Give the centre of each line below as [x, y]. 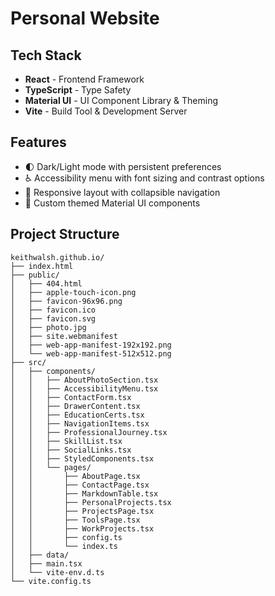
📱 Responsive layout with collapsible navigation [122, 192]
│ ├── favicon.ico [53, 310]
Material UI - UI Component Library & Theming [121, 100]
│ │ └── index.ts [64, 546]
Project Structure [65, 234]
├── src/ [28, 362]
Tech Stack [46, 55]
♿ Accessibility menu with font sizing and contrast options [144, 178]
